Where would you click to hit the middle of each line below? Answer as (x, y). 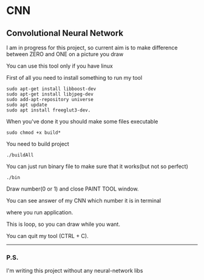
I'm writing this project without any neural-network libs (75, 271)
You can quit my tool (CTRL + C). (48, 236)
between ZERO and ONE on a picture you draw (65, 54)
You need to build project (38, 144)
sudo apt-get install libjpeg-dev (50, 94)
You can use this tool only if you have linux (60, 66)
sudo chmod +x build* (34, 133)
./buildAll (20, 155)
